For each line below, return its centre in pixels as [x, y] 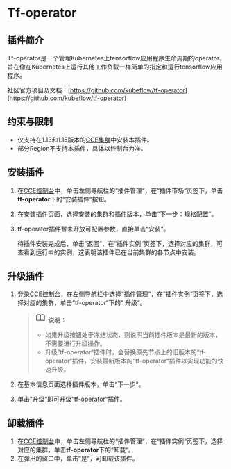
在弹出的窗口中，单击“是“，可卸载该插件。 [78, 459]
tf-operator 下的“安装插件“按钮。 [64, 199]
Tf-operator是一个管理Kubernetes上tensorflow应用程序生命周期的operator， [117, 58]
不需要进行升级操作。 [75, 344]
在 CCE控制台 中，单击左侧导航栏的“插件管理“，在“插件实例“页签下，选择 [120, 441]
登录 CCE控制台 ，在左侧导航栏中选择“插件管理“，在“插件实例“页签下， [117, 294]
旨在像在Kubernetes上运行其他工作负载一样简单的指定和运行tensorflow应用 [115, 67]
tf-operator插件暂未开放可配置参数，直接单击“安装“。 [93, 229]
